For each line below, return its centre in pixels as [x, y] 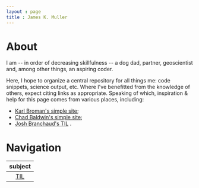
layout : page [24, 12]
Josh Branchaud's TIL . [43, 124]
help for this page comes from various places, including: [75, 100]
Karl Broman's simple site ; [47, 111]
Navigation [34, 147]
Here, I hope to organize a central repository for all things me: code [88, 81]
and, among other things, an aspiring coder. [60, 69]
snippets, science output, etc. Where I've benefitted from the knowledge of [98, 87]
